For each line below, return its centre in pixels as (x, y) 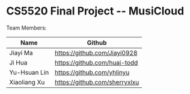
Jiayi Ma (21, 52)
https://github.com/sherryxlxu (97, 82)
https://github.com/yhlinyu (92, 72)
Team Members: (26, 28)
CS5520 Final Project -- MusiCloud (95, 11)
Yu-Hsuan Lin (29, 72)
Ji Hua (18, 63)
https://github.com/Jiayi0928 (96, 52)
